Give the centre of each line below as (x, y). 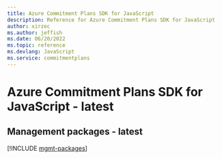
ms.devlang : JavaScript (41, 52)
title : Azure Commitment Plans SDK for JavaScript (81, 13)
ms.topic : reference (37, 45)
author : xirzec (29, 26)
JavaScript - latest (60, 106)
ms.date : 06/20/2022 (37, 39)
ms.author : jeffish (35, 33)
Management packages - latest (75, 132)
